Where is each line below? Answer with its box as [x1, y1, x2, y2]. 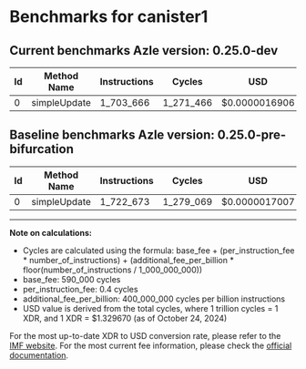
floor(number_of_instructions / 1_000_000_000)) [22, 264, 203, 275]
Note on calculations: [9, 227, 93, 238]
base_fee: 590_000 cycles [22, 273, 121, 284]
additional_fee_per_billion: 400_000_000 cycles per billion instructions [22, 293, 285, 304]
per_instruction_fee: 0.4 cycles [22, 283, 138, 294]
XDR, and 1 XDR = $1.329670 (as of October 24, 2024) [22, 313, 228, 323]
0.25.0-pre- [217, 128, 287, 143]
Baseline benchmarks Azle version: [9, 128, 216, 143]
